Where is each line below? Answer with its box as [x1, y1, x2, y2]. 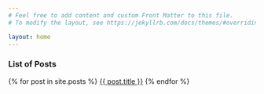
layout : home [8, 33, 51, 41]
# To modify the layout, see [8, 19, 104, 27]
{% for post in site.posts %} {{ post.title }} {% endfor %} [8, 76, 190, 86]
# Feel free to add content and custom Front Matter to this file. [8, 11, 234, 20]
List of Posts [8, 59, 57, 70]
